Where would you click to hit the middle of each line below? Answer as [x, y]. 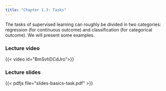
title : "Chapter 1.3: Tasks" [36, 10]
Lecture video [23, 48]
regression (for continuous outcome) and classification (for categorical [79, 30]
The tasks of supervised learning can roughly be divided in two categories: [83, 24]
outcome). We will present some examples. [50, 35]
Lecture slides [23, 72]
